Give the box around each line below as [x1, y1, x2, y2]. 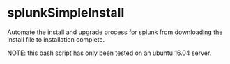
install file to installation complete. [7, 35, 105, 43]
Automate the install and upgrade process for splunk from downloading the [7, 28, 223, 36]
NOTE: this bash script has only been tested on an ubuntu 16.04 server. [7, 49, 212, 57]
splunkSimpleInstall [7, 5, 125, 21]
